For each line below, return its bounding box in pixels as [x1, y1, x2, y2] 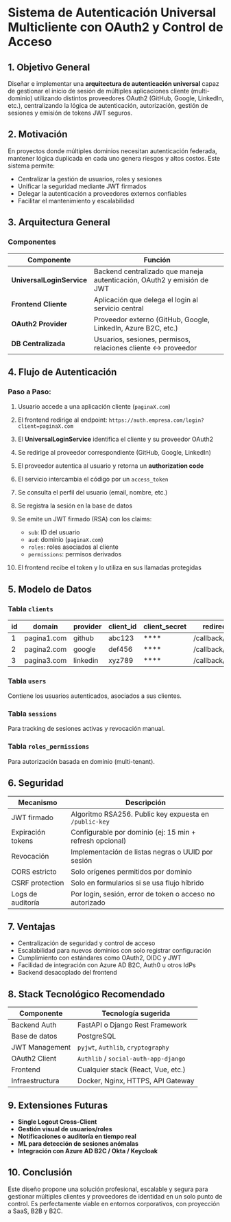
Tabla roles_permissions [8, 742, 90, 751]
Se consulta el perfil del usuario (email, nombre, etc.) [17, 488, 168, 497]
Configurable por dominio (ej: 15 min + [71, 827, 196, 837]
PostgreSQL [77, 1032, 117, 1041]
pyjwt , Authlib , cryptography [77, 1043, 170, 1052]
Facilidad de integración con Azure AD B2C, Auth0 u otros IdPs [17, 961, 196, 969]
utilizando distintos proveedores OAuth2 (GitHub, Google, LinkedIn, [34, 94, 224, 102]
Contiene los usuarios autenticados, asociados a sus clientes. [8, 692, 182, 700]
